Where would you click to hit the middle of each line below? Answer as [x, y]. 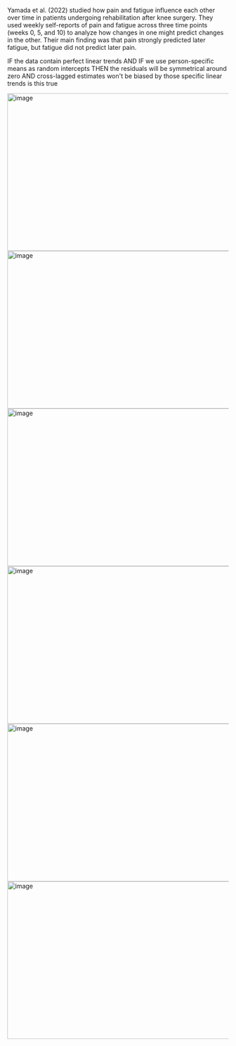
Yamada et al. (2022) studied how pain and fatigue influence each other [111, 10]
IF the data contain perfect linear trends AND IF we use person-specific [111, 61]
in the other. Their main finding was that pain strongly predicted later [106, 40]
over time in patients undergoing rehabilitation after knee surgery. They [110, 18]
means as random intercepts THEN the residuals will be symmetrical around [117, 68]
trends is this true [33, 83]
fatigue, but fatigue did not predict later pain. [72, 47]
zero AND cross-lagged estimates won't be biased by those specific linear [115, 76]
